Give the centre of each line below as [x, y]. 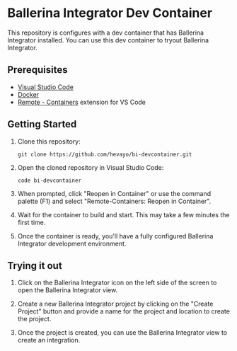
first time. [31, 222]
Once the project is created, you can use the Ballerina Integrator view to [122, 333]
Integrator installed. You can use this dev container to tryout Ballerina [108, 40]
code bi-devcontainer [49, 180]
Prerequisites [37, 70]
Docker [28, 94]
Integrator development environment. [72, 243]
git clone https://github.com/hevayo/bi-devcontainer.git [105, 154]
